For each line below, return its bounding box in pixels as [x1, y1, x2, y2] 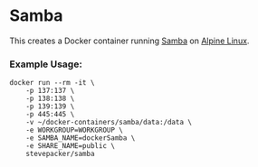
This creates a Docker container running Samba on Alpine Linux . [9, 35, 250, 46]
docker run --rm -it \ [9, 79, 95, 88]
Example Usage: [9, 58, 83, 70]
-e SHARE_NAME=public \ [25, 142, 116, 151]
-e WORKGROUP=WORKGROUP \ [25, 125, 124, 135]
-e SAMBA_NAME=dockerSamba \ [25, 134, 136, 143]
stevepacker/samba [25, 150, 95, 159]
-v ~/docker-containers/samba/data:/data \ [25, 118, 193, 127]
